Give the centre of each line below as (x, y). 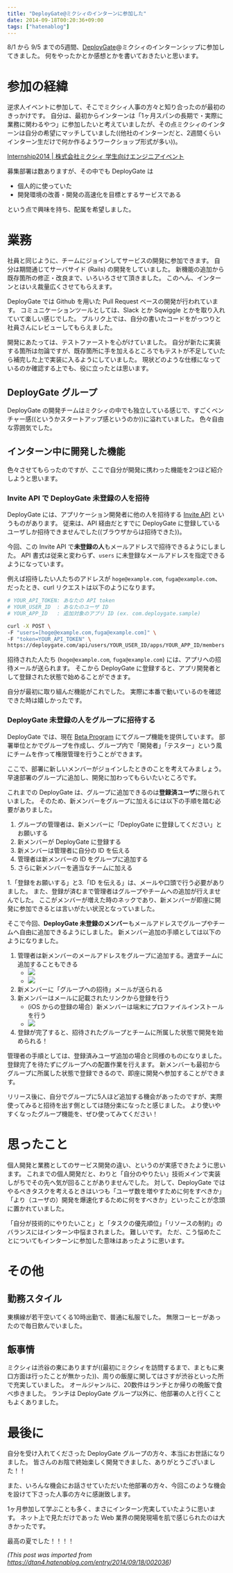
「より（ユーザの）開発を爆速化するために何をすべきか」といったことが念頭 (116, 1199)
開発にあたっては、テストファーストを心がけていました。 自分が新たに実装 (114, 342)
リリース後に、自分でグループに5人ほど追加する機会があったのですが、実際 (115, 1096)
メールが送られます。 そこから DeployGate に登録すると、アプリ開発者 (114, 668)
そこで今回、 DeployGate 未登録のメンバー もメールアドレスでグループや (110, 923)
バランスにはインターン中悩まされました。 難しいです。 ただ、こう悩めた (112, 1232)
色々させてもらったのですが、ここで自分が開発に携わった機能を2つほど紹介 (115, 469)
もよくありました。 (35, 1402)
